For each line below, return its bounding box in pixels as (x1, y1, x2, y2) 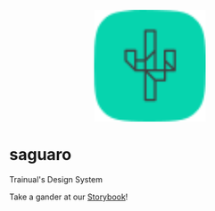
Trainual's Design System (9, 173, 103, 184)
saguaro (9, 145, 72, 165)
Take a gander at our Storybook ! (9, 191, 128, 202)
